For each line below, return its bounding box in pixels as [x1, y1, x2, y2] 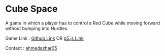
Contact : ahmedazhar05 [5, 45, 57, 51]
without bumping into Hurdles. [5, 25, 69, 31]
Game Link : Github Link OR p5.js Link [5, 35, 84, 41]
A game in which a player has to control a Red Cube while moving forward [5, 20, 160, 26]
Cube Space [5, 3, 58, 15]
